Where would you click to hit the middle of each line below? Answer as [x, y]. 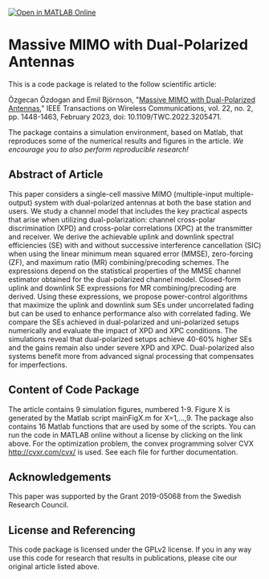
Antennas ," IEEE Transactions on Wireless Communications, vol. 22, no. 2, [131, 108]
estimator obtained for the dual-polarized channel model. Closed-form [125, 279]
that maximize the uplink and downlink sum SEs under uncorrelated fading [131, 304]
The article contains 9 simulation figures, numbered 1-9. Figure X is [119, 409]
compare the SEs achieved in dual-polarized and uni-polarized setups [124, 322]
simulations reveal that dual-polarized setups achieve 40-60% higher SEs [130, 339]
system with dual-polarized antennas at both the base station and [143, 202]
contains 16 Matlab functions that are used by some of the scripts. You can [132, 426]
